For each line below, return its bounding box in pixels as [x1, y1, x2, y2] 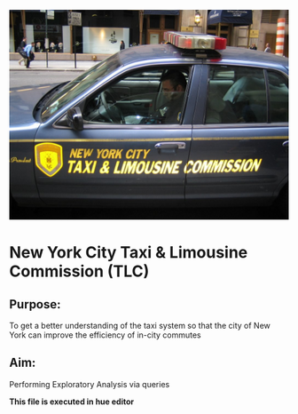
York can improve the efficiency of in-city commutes [9, 330, 201, 340]
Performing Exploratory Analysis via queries [9, 378, 170, 389]
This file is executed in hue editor [9, 396, 135, 407]
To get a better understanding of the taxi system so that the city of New [9, 321, 271, 330]
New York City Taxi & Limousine [9, 243, 248, 263]
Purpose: [9, 297, 61, 312]
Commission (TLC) [9, 261, 150, 282]
